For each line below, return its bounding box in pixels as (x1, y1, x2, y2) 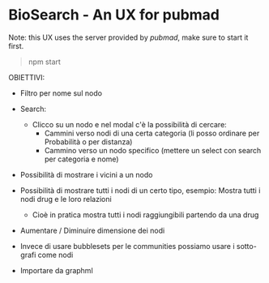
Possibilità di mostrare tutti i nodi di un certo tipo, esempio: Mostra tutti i (19, 185, 261, 195)
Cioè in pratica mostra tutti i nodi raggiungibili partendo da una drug (32, 209, 259, 220)
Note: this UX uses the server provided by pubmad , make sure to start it (8, 32, 249, 42)
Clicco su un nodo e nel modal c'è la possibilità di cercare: (32, 119, 227, 129)
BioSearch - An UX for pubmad (8, 6, 220, 24)
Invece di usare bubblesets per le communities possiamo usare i (19, 241, 235, 251)
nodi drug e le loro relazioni (19, 194, 112, 204)
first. (8, 41, 24, 50)
